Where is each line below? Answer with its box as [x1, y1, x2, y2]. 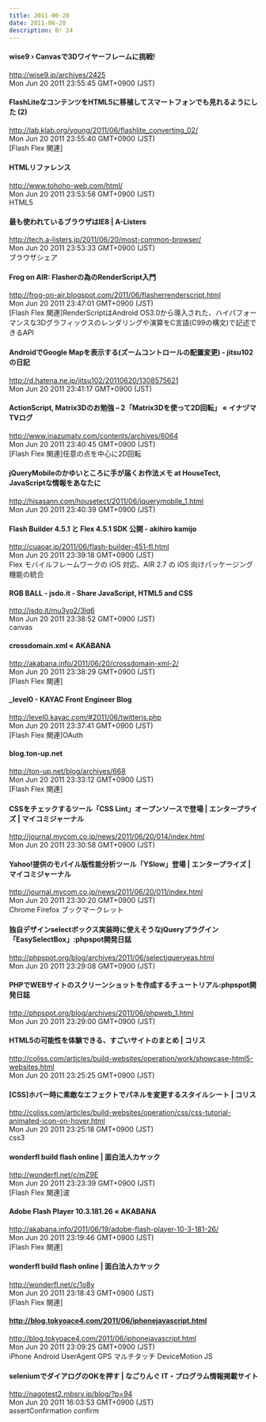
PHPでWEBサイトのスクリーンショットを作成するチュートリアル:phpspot [9, 980, 250, 990]
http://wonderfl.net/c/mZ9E [9, 1170, 99, 1180]
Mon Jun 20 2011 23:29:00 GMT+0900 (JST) [9, 1016, 156, 1026]
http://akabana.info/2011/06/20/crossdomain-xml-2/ [9, 658, 179, 668]
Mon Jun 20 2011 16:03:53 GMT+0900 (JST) [9, 1397, 154, 1407]
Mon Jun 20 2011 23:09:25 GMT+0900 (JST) [9, 1342, 155, 1352]
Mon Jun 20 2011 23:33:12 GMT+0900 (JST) [9, 775, 154, 784]
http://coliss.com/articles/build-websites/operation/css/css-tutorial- [9, 1108, 232, 1117]
